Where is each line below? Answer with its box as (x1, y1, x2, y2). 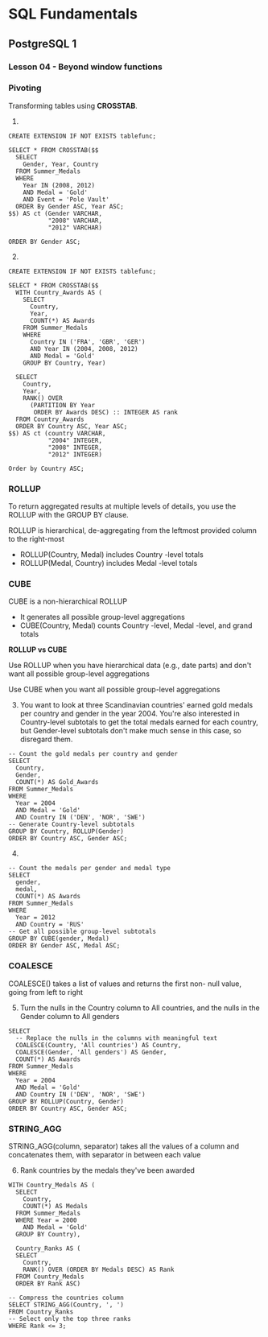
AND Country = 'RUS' (15, 921, 85, 929)
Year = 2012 (15, 914, 56, 922)
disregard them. (19, 734, 73, 745)
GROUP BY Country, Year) (23, 359, 106, 367)
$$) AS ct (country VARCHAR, (8, 429, 106, 437)
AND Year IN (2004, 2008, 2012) (29, 345, 138, 353)
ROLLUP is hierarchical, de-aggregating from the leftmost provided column (8, 526, 258, 535)
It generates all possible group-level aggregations (19, 613, 185, 622)
